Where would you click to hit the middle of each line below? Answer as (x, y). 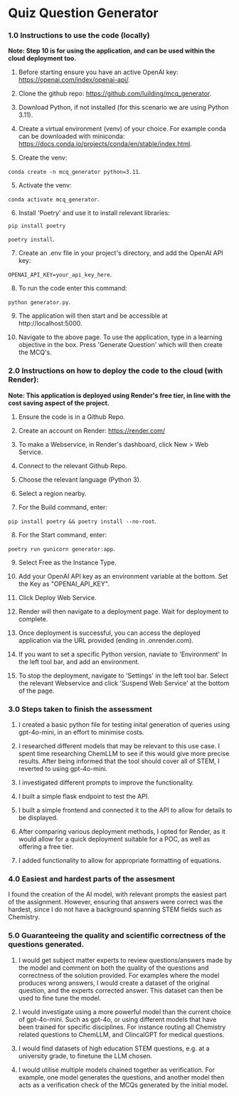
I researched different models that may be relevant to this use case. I (119, 746)
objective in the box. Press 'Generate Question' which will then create (120, 345)
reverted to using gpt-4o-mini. (63, 769)
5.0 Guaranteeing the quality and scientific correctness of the (117, 936)
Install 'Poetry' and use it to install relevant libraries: (94, 213)
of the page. (36, 691)
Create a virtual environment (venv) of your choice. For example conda (122, 129)
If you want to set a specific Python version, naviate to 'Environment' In (123, 654)
